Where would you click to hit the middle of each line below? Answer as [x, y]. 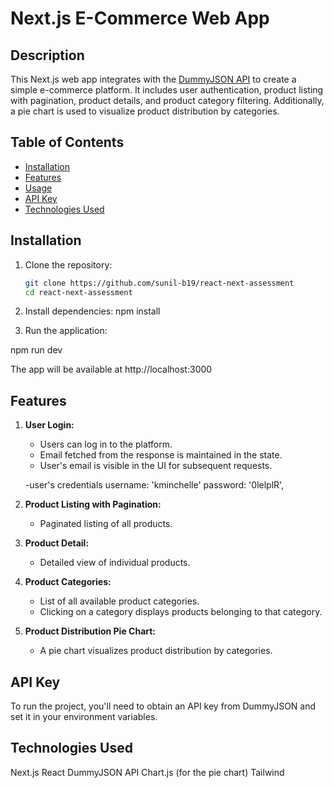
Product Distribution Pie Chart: [90, 631]
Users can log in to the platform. [106, 444]
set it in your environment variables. [84, 716]
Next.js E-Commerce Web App [140, 18]
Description [47, 55]
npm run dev [36, 350]
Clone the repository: [68, 264]
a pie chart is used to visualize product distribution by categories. [145, 111]
